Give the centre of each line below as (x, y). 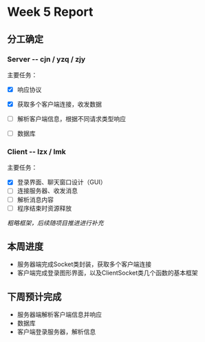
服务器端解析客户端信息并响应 (59, 314)
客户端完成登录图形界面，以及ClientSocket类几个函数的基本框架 (107, 273)
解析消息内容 (35, 200)
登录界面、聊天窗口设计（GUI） (62, 182)
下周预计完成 (34, 297)
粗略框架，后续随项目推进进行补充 (55, 223)
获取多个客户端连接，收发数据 (59, 104)
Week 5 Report (50, 12)
